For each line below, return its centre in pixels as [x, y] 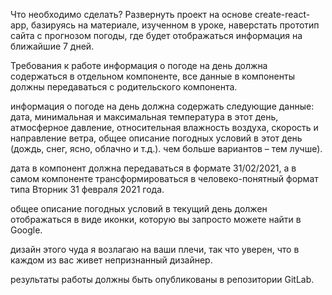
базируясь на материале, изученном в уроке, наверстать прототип [175, 25]
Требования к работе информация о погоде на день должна [139, 65]
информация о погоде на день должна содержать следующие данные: [162, 106]
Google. [26, 230]
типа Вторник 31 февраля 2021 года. [87, 189]
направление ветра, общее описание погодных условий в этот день [156, 138]
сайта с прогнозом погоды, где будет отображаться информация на [156, 35]
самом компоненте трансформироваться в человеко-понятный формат [164, 178]
